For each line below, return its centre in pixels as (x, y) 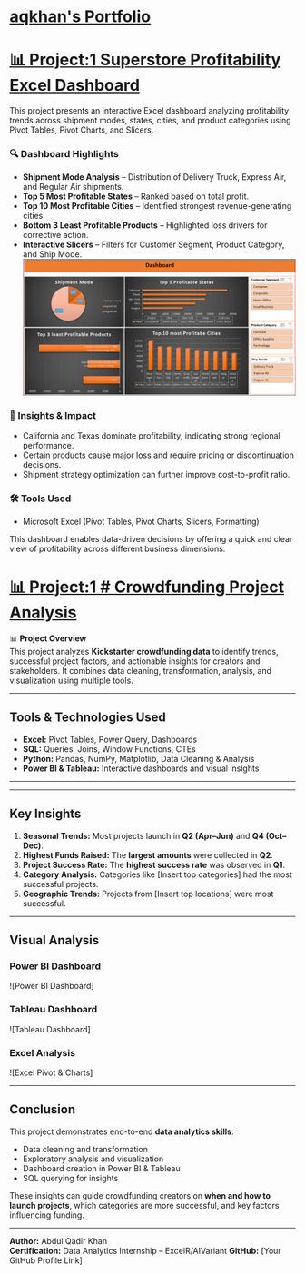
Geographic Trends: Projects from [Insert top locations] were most (148, 894)
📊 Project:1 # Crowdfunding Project (147, 587)
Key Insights (45, 814)
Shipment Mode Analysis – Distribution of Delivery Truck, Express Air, (154, 177)
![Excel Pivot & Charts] (51, 1072)
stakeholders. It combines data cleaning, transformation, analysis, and (141, 671)
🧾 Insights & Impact (53, 416)
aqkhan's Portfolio (80, 17)
